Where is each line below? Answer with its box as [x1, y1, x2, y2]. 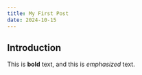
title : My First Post [7, 10, 69, 17]
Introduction [7, 42, 62, 54]
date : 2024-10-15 [7, 17, 57, 23]
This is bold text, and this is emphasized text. [7, 60, 135, 69]
